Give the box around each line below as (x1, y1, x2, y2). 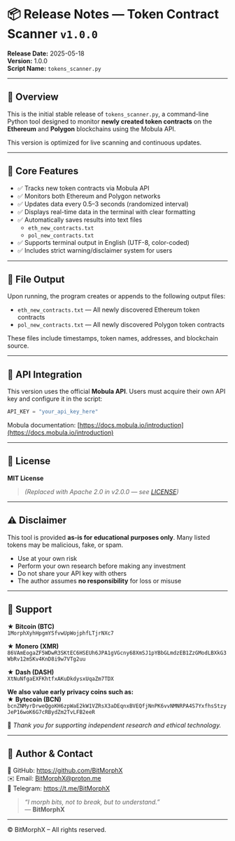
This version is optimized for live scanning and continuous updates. (7, 138, 202, 147)
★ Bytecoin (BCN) (7, 695, 62, 703)
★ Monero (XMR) (7, 642, 59, 650)
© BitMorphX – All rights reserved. (7, 826, 107, 834)
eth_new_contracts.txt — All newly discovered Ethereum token (17, 305, 200, 314)
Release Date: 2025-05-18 (7, 49, 85, 58)
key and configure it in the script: (7, 395, 103, 403)
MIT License (7, 474, 44, 482)
